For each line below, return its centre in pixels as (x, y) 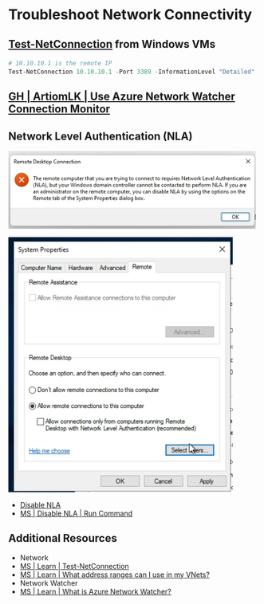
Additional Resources (63, 538)
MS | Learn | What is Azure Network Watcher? (95, 591)
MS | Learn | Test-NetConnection (74, 566)
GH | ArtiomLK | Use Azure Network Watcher (122, 97)
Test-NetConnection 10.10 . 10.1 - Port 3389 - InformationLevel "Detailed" (132, 72)
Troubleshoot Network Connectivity (130, 15)
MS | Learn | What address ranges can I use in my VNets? (114, 575)
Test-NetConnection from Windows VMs (112, 44)
